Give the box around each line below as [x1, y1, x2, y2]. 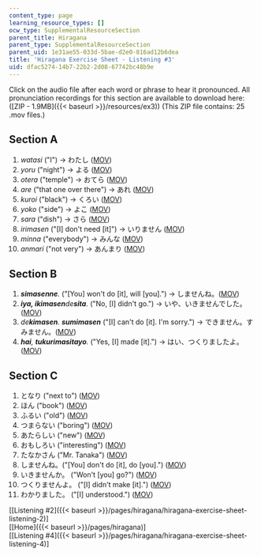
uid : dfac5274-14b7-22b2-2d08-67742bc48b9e [9, 63, 155, 71]
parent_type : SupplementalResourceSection [9, 41, 151, 49]
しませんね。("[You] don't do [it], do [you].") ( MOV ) [20, 460, 187, 470]
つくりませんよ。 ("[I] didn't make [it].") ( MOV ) [20, 480, 172, 490]
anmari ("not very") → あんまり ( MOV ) [20, 244, 145, 253]
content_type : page [9, 11, 73, 20]
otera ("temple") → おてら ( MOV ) [20, 175, 129, 184]
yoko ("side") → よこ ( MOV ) [20, 204, 111, 214]
